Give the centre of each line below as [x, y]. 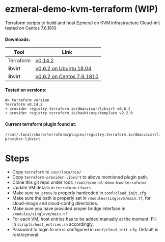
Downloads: [18, 39]
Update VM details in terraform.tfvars [52, 188]
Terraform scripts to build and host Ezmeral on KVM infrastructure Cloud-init [82, 23]
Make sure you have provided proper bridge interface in [69, 208]
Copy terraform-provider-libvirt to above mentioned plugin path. [80, 177]
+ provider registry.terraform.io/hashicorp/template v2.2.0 [69, 113]
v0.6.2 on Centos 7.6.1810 [67, 76]
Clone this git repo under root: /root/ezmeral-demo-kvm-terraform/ [80, 182]
